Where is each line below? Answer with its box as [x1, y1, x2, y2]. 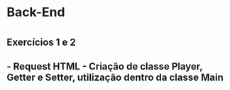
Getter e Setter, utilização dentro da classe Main [6, 71, 224, 83]
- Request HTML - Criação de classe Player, [6, 60, 203, 72]
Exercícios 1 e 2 [6, 37, 76, 49]
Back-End [6, 4, 65, 20]
